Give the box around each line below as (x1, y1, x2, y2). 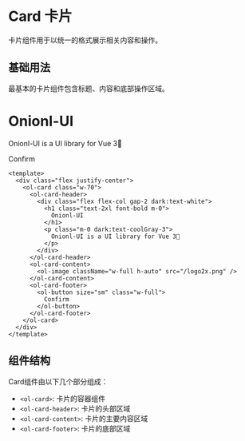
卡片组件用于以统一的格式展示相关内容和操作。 (8, 35, 162, 45)
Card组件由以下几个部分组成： (8, 376, 109, 386)
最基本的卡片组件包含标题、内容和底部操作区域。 (8, 83, 169, 93)
